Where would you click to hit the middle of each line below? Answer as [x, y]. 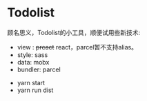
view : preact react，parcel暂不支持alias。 [77, 47]
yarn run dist [35, 90]
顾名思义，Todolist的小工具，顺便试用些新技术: [74, 32]
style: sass [32, 55]
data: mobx [33, 62]
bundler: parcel [39, 69]
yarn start [31, 82]
